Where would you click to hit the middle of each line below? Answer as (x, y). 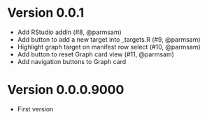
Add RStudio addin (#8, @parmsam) (70, 32)
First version (35, 109)
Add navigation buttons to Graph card (72, 61)
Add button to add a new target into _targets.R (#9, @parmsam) (109, 39)
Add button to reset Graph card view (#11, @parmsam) (96, 54)
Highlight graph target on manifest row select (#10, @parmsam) (109, 47)
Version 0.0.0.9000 (66, 90)
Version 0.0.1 (46, 13)
